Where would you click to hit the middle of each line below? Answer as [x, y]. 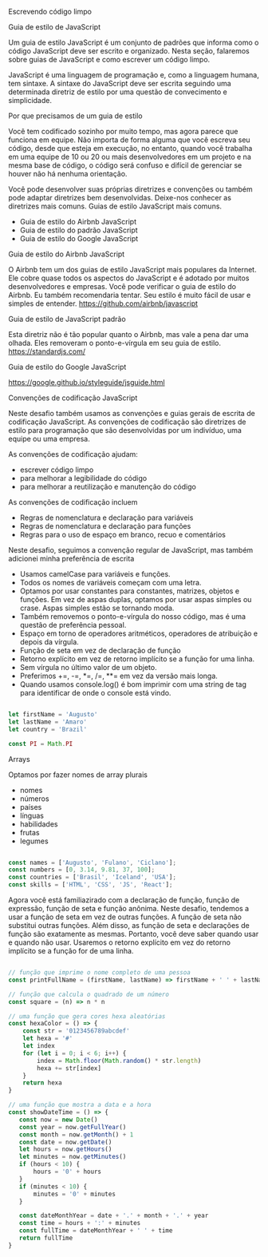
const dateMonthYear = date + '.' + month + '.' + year [114, 1216]
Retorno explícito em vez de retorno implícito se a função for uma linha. [137, 659]
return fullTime [46, 1238]
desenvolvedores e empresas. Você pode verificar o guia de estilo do [122, 286]
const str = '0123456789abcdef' [76, 1031]
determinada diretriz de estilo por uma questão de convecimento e [118, 92]
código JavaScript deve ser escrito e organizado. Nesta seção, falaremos [129, 51]
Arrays [19, 759]
